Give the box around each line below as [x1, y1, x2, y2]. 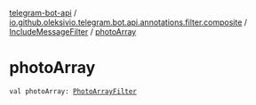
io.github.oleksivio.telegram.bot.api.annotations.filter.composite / [9, 17, 247, 28]
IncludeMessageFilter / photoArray [9, 27, 137, 36]
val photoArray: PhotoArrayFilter [9, 86, 138, 96]
